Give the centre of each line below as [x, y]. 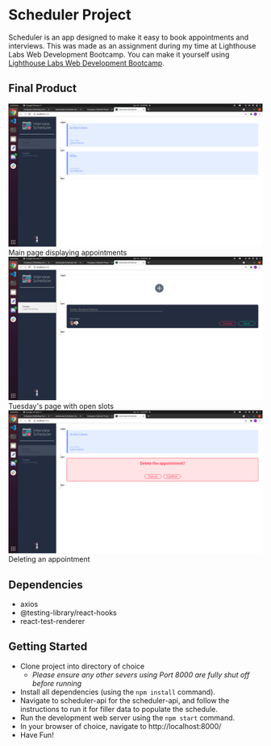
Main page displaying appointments [68, 253]
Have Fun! [37, 735]
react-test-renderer [52, 622]
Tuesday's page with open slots [61, 406]
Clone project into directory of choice [82, 666]
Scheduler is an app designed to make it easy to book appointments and [129, 37]
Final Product [42, 89]
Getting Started [48, 647]
